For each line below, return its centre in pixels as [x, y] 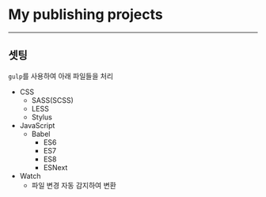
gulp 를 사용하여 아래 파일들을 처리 [61, 76]
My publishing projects [86, 15]
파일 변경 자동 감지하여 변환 [74, 185]
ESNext [55, 167]
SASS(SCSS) [52, 100]
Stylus [42, 117]
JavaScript [37, 125]
